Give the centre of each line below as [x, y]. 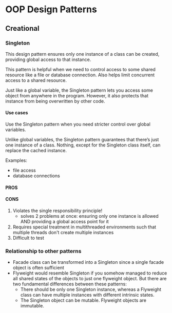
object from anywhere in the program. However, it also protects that [77, 95]
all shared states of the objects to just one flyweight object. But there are [90, 279]
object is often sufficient [38, 268]
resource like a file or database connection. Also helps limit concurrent [80, 75]
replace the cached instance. [36, 151]
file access [24, 171]
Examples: [16, 160]
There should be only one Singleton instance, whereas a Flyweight [91, 289]
